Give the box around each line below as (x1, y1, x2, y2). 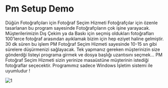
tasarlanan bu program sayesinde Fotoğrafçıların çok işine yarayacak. (5, 25, 150, 31)
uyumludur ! (5, 67, 30, 73)
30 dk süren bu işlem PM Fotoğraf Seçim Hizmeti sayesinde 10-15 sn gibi (5, 41, 157, 47)
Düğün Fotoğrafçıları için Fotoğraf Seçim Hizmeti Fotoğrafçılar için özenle (5, 20, 158, 26)
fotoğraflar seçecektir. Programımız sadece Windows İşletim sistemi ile (5, 62, 153, 68)
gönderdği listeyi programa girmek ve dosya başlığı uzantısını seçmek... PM (5, 51, 163, 58)
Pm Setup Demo (5, 3, 74, 15)
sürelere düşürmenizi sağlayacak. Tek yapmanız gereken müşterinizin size (5, 46, 160, 52)
